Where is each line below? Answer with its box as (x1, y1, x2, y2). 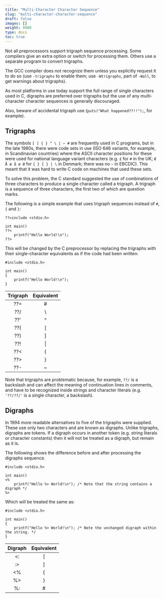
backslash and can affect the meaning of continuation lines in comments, (5, 382, 153, 387)
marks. (5, 191, 19, 197)
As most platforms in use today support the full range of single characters (5, 88, 154, 94)
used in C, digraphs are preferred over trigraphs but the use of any (5, 93, 140, 98)
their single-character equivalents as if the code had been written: (5, 250, 139, 256)
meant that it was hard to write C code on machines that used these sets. (5, 166, 153, 172)
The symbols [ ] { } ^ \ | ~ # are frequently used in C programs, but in (5, 140, 154, 146)
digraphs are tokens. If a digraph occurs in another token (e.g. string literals (5, 430, 158, 436)
